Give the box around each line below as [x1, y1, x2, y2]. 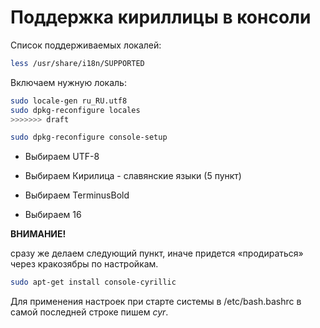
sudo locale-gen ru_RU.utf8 [10, 96, 128, 106]
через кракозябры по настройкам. [10, 258, 159, 270]
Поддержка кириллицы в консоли [10, 6, 312, 29]
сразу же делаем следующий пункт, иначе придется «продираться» [10, 247, 304, 260]
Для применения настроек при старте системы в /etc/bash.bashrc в [10, 296, 302, 308]
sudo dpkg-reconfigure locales [10, 105, 141, 115]
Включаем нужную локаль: [10, 76, 127, 88]
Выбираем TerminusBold [24, 189, 130, 201]
